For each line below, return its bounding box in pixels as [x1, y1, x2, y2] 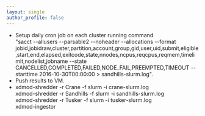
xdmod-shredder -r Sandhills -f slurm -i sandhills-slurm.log [15, 90, 165, 97]
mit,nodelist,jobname [15, 57, 68, 65]
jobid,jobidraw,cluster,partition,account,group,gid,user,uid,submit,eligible [15, 44, 199, 52]
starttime [15, 70, 38, 78]
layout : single [6, 9, 45, 15]
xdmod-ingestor [15, 103, 56, 110]
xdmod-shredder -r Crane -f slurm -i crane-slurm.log [15, 83, 149, 90]
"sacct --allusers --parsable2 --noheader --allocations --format [15, 38, 176, 45]
